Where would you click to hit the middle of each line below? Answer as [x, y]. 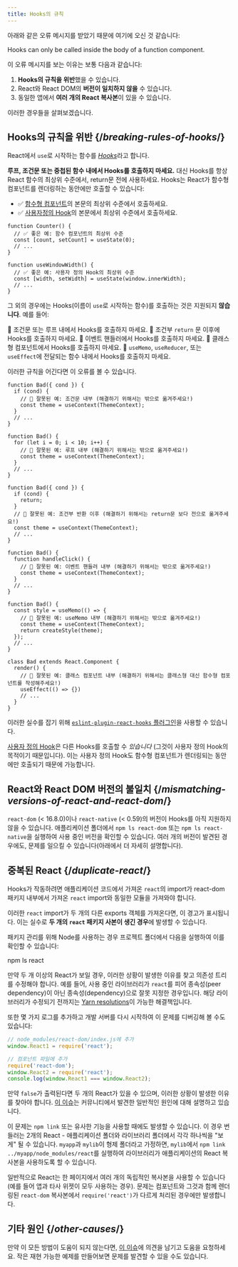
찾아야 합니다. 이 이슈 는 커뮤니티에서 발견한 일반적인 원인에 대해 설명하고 [115, 1102]
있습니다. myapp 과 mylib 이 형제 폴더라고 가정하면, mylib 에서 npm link [129, 1144]
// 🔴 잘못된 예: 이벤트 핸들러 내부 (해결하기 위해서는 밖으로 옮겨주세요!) [116, 567]
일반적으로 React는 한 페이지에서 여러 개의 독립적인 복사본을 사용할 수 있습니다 [117, 1177]
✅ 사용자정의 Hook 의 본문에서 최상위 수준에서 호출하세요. [98, 213]
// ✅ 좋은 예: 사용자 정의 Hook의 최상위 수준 [74, 273]
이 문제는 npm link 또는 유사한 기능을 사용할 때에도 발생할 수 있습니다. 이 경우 [115, 1126]
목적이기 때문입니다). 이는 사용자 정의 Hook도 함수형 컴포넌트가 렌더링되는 [110, 756]
